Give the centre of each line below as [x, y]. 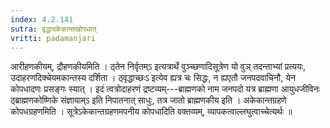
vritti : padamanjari [53, 38]
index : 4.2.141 [42, 19]
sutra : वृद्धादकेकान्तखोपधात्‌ [53, 29]
